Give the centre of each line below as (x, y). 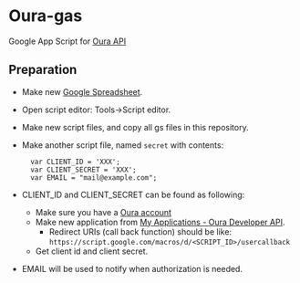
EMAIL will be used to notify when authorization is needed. (132, 268)
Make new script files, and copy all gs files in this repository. (135, 127)
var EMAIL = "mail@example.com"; (94, 178)
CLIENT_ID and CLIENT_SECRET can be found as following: (133, 194)
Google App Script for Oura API (67, 41)
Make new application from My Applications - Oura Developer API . (160, 222)
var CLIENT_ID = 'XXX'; (75, 162)
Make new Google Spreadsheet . (82, 91)
